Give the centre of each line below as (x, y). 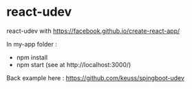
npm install (32, 57)
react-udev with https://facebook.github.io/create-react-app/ (93, 31)
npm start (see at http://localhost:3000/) (74, 64)
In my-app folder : (32, 44)
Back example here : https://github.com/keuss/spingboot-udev (96, 78)
